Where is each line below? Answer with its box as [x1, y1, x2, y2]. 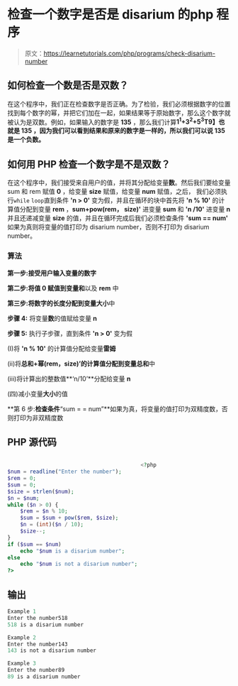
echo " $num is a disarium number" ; [20, 548, 125, 555]
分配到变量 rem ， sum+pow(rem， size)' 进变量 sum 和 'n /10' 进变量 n [19, 205, 231, 214]
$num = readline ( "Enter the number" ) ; [7, 468, 122, 476]
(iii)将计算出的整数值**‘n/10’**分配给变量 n [7, 374, 131, 383]
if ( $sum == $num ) [7, 540, 62, 548]
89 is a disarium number [7, 673, 81, 680]
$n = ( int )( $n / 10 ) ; [20, 521, 84, 528]
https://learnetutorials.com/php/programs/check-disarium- [43, 49, 216, 58]
